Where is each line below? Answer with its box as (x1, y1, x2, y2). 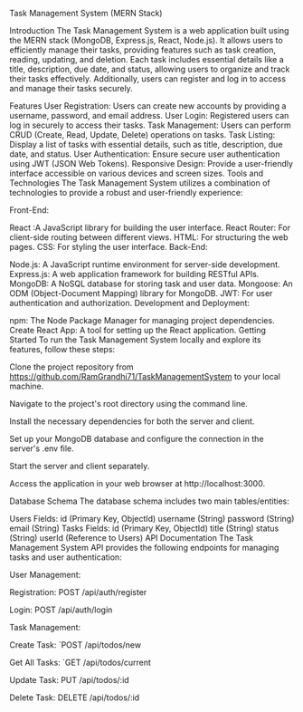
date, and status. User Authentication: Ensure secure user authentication (9, 149, 280, 159)
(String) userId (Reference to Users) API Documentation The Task (9, 533, 254, 543)
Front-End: (9, 205, 50, 216)
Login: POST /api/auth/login (9, 604, 113, 615)
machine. (9, 380, 44, 391)
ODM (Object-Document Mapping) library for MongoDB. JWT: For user (9, 288, 273, 298)
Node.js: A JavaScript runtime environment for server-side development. (9, 259, 280, 270)
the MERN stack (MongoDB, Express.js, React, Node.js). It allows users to (9, 35, 283, 45)
